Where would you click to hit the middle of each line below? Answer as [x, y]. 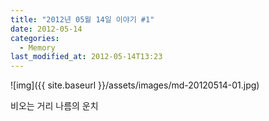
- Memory [37, 47]
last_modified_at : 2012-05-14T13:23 [86, 57]
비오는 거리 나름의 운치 [54, 106]
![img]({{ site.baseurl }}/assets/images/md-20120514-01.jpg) [135, 85]
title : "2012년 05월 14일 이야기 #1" [82, 19]
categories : [35, 38]
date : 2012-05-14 [46, 29]
